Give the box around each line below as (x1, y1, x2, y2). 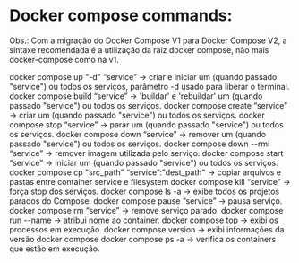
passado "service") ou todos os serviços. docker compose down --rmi (9, 138, 270, 149)
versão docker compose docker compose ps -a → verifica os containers (9, 233, 277, 244)
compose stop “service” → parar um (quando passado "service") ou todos (9, 118, 284, 130)
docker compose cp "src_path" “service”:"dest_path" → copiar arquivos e (9, 167, 282, 178)
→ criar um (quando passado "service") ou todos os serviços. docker (9, 110, 266, 120)
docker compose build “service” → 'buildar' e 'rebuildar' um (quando (9, 91, 263, 101)
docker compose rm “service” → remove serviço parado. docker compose (9, 205, 284, 215)
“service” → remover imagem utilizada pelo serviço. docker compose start (9, 147, 284, 158)
